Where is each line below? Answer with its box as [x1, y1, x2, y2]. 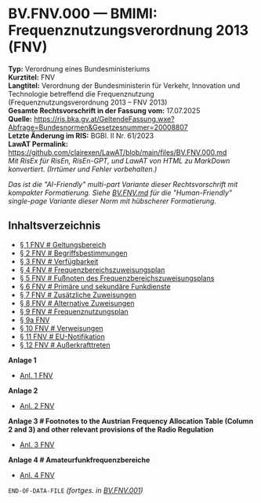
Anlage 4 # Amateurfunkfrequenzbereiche [8, 455, 150, 464]
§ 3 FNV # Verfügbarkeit [19, 256, 99, 266]
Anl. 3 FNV [19, 439, 55, 449]
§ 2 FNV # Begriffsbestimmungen [19, 248, 128, 258]
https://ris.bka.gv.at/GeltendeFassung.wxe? [34, 114, 175, 123]
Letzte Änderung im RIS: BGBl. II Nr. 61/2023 [8, 130, 154, 140]
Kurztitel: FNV [8, 72, 56, 82]
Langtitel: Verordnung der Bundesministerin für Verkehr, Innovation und [8, 80, 241, 90]
